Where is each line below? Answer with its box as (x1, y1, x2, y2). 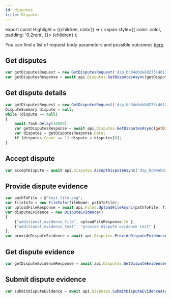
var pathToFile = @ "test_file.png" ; (5, 195, 83, 201)
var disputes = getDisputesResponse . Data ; (14, 131, 106, 136)
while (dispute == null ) (5, 112, 58, 117)
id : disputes (5, 7, 33, 13)
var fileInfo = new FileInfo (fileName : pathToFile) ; (5, 200, 120, 206)
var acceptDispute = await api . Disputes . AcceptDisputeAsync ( (5, 168, 138, 173)
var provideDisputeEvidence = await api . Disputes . (5, 233, 115, 239)
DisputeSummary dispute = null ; (5, 107, 74, 112)
